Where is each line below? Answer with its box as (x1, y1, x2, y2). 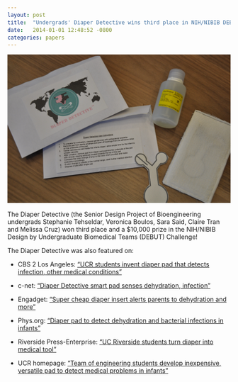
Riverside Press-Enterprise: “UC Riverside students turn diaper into (17, 337, 214, 346)
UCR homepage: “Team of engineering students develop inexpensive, (17, 359, 222, 367)
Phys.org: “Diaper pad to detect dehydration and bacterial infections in (17, 316, 224, 325)
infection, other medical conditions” (17, 267, 123, 276)
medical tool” (17, 344, 57, 354)
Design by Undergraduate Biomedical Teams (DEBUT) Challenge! (7, 232, 198, 241)
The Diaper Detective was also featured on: (7, 246, 135, 254)
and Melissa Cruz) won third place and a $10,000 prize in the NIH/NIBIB (7, 225, 216, 233)
